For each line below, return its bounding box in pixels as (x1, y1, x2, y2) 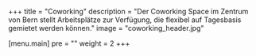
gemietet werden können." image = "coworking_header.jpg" (8, 24, 204, 32)
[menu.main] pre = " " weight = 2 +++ (8, 39, 130, 48)
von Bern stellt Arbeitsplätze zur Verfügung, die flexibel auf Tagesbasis (8, 15, 242, 24)
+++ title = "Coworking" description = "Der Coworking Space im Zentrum (8, 7, 249, 16)
